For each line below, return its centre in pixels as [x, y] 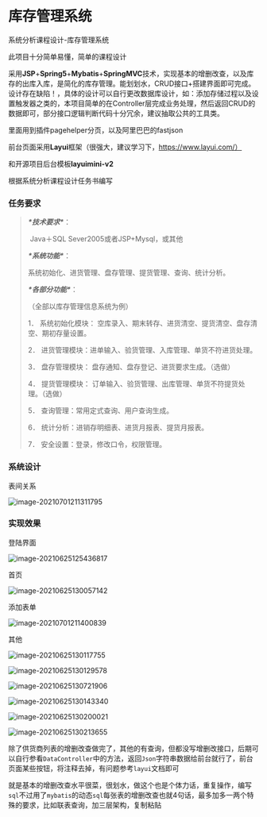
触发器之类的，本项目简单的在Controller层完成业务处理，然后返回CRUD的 [135, 103]
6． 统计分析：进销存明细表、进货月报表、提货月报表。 [118, 428]
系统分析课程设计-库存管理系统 [59, 40]
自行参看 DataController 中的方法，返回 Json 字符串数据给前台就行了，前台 [134, 758]
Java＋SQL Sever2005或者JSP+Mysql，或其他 [106, 239]
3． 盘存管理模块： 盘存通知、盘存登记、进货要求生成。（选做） [131, 367]
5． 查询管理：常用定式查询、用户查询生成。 [101, 410]
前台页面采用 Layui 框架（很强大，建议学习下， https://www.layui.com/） [125, 147]
